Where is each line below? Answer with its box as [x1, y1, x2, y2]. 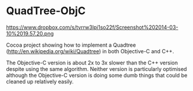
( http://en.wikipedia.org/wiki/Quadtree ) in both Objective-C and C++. [6, 47, 174, 54]
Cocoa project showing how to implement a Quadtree [6, 41, 136, 48]
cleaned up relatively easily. [6, 78, 74, 85]
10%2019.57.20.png [6, 30, 54, 37]
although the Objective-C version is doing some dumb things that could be [6, 71, 188, 79]
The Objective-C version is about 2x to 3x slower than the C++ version [6, 59, 178, 66]
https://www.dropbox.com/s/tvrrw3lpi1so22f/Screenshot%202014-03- [6, 24, 179, 31]
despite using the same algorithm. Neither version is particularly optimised [6, 65, 187, 72]
